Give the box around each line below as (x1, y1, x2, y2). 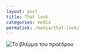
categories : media (6, 19, 51, 25)
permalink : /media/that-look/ (6, 24, 80, 31)
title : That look (6, 14, 49, 20)
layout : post (6, 8, 38, 15)
